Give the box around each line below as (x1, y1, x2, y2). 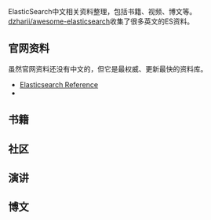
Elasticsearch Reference (19, 79, 99, 89)
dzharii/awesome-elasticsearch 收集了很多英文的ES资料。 (8, 16, 195, 26)
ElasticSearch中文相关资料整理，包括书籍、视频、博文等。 (8, 7, 197, 16)
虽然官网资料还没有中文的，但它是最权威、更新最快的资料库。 (8, 64, 208, 73)
